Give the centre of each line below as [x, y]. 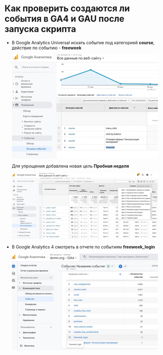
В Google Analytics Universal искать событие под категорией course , [83, 42]
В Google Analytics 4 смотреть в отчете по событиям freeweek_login [83, 247]
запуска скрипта [40, 29]
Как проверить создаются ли [67, 9]
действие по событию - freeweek [46, 48]
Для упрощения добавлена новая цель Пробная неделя [70, 166]
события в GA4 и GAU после [64, 19]
